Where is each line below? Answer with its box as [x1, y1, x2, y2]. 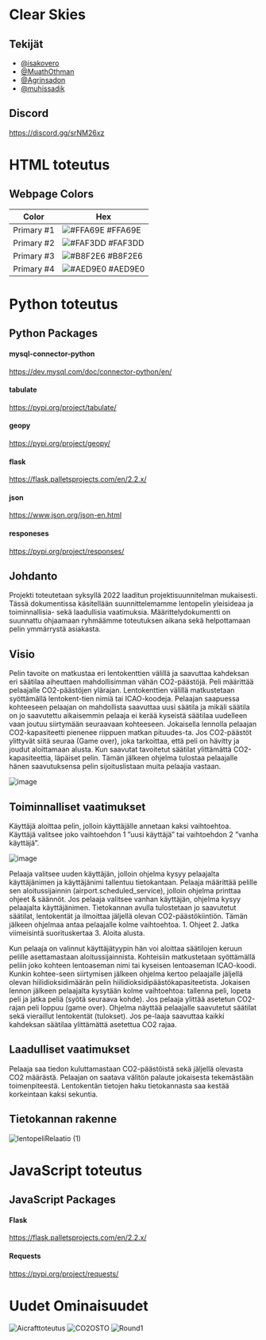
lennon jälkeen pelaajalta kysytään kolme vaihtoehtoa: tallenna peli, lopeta [9, 986, 252, 996]
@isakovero [20, 58, 60, 68]
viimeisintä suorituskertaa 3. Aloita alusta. [9, 928, 145, 938]
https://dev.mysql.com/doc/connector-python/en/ [9, 366, 172, 376]
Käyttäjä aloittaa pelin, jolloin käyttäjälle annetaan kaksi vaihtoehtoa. [9, 822, 231, 831]
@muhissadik [20, 84, 65, 93]
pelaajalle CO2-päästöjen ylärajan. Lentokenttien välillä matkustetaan [9, 686, 235, 695]
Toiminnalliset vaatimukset [9, 800, 146, 814]
